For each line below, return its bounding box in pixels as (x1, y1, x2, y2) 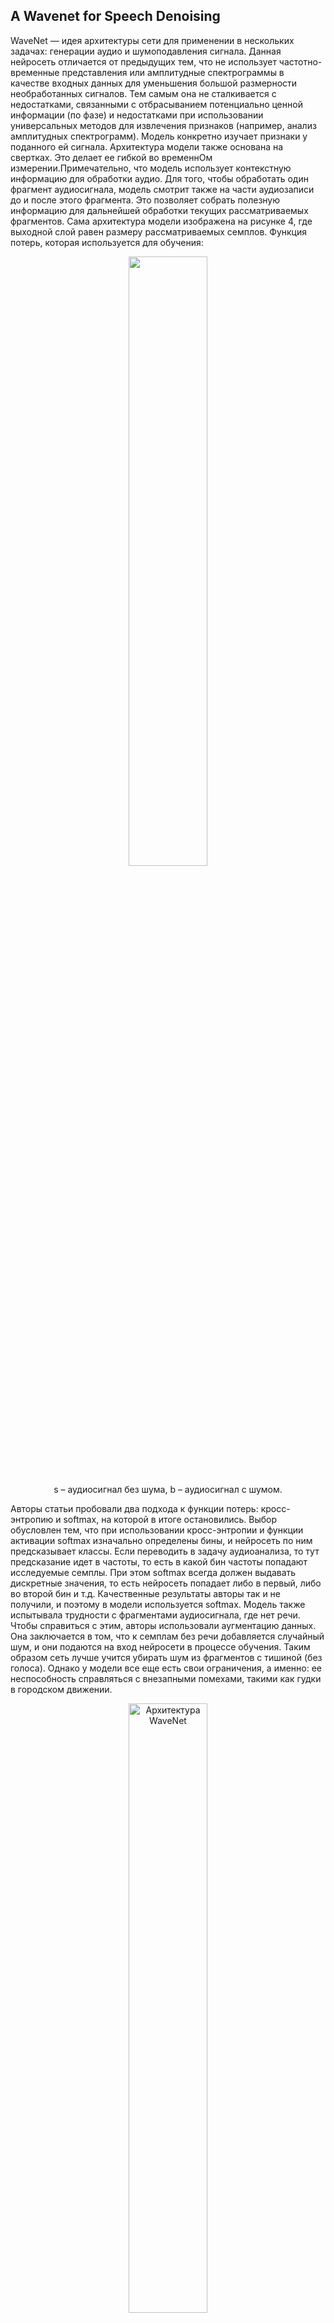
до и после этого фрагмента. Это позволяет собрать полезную (10, 194, 280, 206)
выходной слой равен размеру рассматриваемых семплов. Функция (10, 225, 307, 238)
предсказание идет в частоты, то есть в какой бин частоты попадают (10, 1555, 308, 1568)
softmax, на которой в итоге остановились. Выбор (63, 1513, 278, 1525)
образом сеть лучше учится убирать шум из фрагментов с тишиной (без (10, 1651, 323, 1663)
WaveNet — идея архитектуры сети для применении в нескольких (10, 34, 295, 46)
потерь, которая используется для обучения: (10, 236, 204, 248)
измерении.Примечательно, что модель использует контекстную (10, 162, 292, 174)
